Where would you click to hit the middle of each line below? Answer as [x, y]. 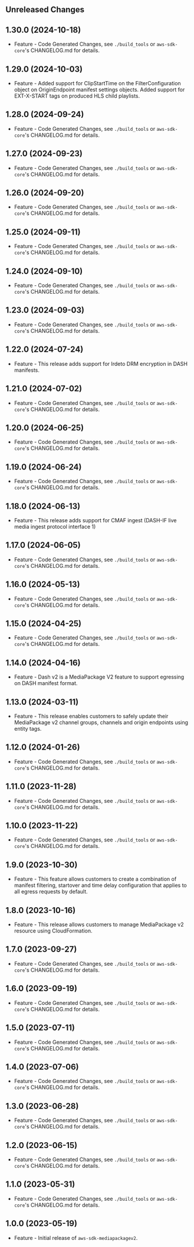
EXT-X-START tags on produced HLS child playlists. [77, 96]
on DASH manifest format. [46, 683]
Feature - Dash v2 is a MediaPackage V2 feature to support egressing [99, 677]
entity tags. [28, 729]
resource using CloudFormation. [53, 931]
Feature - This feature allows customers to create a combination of [95, 879]
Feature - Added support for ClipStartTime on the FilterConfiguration [97, 83]
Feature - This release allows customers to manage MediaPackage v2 [99, 925]
